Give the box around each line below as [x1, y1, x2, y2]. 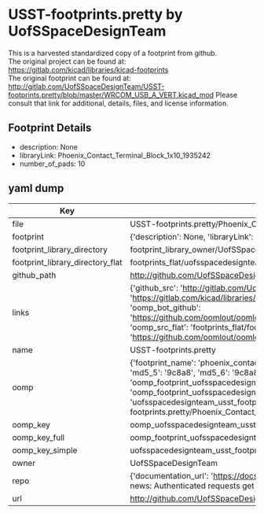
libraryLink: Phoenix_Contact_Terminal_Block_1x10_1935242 [19, 150, 211, 160]
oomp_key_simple [12, 445, 78, 456]
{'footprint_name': [129, 357, 196, 368]
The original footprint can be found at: [8, 73, 131, 83]
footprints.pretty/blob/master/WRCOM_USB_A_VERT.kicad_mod [8, 90, 214, 99]
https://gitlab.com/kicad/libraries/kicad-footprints [8, 65, 169, 74]
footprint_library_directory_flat [12, 257, 123, 268]
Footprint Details [8, 121, 92, 135]
